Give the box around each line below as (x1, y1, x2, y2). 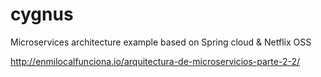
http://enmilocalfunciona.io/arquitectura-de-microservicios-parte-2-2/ (10, 55, 300, 67)
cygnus (10, 3, 74, 26)
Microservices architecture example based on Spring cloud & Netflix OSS (10, 36, 312, 48)
